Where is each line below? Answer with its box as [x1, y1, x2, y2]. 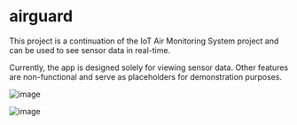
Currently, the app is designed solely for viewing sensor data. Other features [9, 62, 289, 73]
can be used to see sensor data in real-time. [9, 44, 171, 55]
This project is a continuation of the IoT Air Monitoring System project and [9, 35, 279, 46]
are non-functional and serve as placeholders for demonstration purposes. [9, 71, 282, 82]
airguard [9, 6, 74, 27]
